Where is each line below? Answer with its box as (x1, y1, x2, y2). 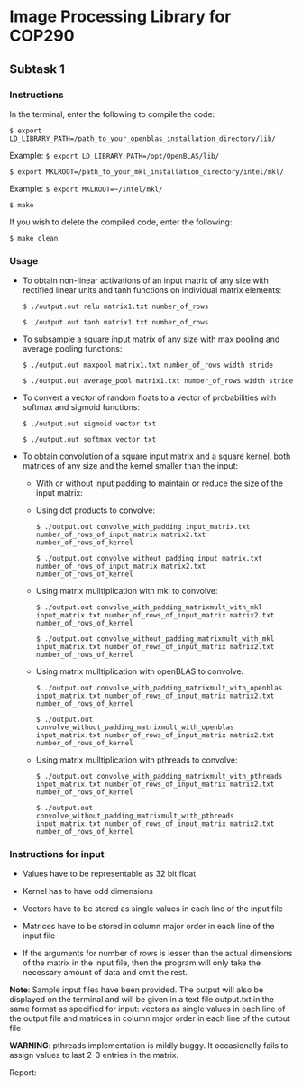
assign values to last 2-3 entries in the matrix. (9, 1050, 179, 1061)
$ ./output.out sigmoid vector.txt (22, 419, 157, 429)
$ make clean (9, 233, 59, 242)
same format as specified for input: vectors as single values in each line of (9, 1003, 286, 1015)
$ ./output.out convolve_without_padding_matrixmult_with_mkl (35, 635, 275, 644)
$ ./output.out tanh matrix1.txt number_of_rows (22, 318, 209, 327)
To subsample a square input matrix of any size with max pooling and (22, 333, 280, 344)
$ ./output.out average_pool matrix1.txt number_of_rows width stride (22, 377, 294, 386)
